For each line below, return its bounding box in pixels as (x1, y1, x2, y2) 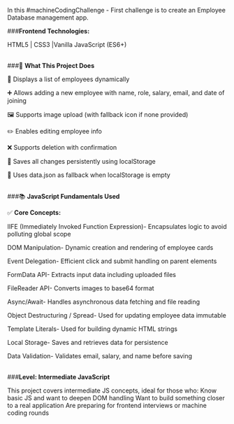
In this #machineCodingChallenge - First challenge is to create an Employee (7, 6, 226, 14)
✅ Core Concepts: (7, 209, 61, 216)
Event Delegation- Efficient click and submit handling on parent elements (7, 257, 217, 265)
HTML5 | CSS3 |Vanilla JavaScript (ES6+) (7, 41, 127, 48)
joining (7, 97, 27, 104)
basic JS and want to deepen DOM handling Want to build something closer (7, 394, 226, 402)
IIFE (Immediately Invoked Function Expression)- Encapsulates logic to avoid (7, 222, 227, 230)
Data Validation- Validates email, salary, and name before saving (7, 352, 193, 360)
